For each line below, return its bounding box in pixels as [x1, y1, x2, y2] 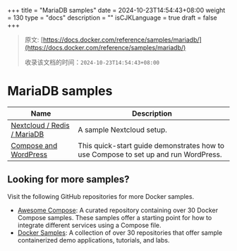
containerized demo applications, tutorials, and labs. [17, 235, 170, 244]
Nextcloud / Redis [11, 120, 70, 130]
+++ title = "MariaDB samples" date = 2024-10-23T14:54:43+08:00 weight [7, 6, 226, 14]
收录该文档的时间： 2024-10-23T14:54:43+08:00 [24, 58, 160, 66]
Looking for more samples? [7, 173, 130, 185]
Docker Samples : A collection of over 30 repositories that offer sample [17, 228, 223, 237]
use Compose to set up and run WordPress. [78, 149, 222, 159]
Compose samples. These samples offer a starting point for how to [17, 213, 212, 221]
